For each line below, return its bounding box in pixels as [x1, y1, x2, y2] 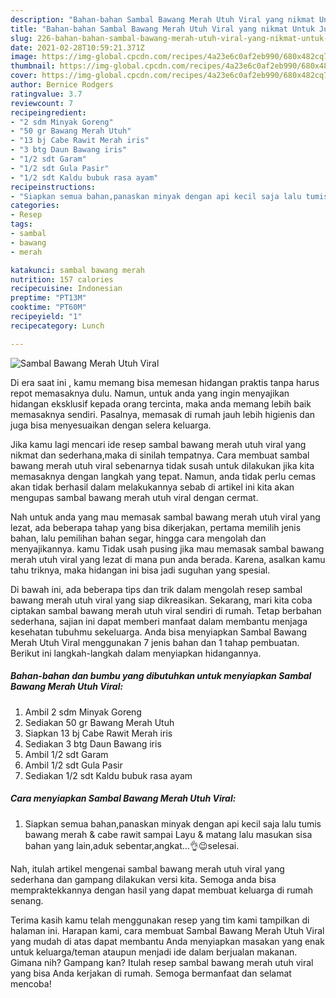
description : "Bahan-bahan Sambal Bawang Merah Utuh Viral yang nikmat [10, 14, 315, 25]
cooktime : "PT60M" [10, 302, 87, 313]
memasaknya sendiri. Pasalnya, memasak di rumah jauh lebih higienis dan [10, 408, 316, 420]
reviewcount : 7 [10, 98, 74, 108]
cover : [10, 71, 38, 81]
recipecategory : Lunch [10, 321, 105, 331]
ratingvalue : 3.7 [10, 89, 83, 99]
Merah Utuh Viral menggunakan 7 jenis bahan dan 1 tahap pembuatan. [10, 636, 300, 648]
